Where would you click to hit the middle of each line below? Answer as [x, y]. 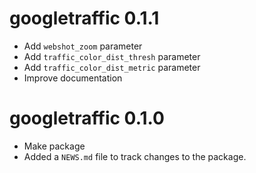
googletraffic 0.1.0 [87, 118]
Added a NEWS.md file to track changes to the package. [135, 156]
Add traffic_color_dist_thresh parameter [112, 56]
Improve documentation [73, 78]
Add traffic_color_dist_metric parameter [112, 67]
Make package [54, 146]
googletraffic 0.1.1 [84, 18]
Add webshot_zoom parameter [83, 46]
